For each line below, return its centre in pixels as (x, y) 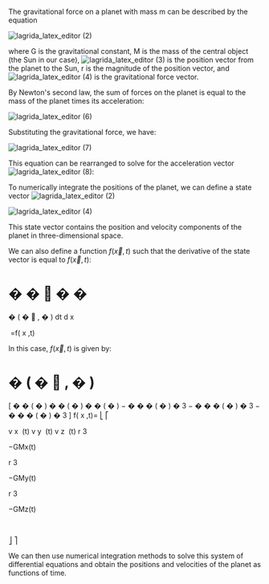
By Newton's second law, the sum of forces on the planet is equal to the (127, 92)
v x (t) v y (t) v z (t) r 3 (48, 431)
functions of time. (37, 573)
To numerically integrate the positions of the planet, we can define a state (130, 187)
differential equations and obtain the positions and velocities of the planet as (134, 564)
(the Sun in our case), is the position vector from (131, 60)
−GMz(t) (22, 508)
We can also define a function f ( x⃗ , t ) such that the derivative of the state (129, 251)
